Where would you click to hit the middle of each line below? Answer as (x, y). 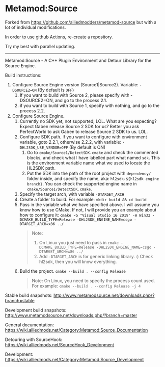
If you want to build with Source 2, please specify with (74, 95)
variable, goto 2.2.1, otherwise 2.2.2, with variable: (70, 142)
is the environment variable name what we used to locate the (89, 163)
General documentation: (29, 325)
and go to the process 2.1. (81, 100)
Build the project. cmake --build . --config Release (73, 271)
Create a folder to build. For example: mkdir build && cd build (83, 199)
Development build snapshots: (36, 310)
